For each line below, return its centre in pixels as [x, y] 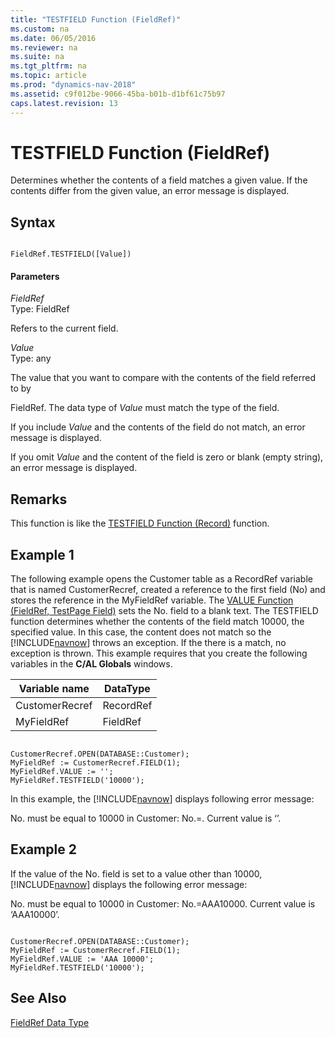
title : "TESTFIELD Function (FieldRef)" [96, 19]
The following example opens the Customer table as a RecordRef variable [161, 579]
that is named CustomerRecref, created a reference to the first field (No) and [168, 590]
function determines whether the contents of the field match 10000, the [157, 622]
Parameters [35, 276]
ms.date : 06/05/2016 [53, 38]
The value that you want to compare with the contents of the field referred [163, 378]
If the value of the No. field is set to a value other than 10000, [136, 873]
